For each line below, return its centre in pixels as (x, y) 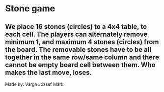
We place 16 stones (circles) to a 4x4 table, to (76, 27)
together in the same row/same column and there (82, 57)
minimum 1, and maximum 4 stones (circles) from (82, 42)
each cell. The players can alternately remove (76, 34)
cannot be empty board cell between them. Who (80, 65)
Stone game (30, 9)
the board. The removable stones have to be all (78, 49)
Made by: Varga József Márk (34, 84)
